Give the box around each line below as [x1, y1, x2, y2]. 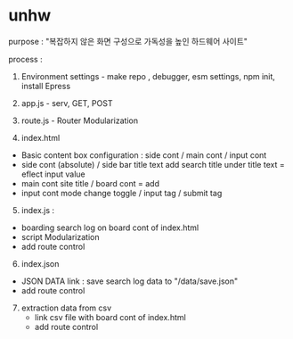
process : [8, 54, 43, 64]
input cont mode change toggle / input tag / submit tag [20, 187, 223, 198]
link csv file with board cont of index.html [34, 311, 186, 322]
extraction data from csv [20, 302, 112, 313]
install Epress [20, 80, 71, 91]
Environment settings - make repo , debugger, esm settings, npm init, [20, 70, 275, 81]
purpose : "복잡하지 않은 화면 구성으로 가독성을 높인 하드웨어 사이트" [8, 36, 248, 46]
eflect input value [20, 169, 85, 179]
